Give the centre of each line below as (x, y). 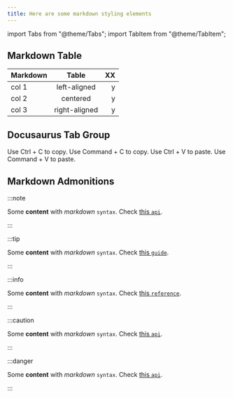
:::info (15, 280)
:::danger (20, 361)
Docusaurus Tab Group (59, 135)
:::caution (21, 320)
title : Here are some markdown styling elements (79, 14)
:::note (16, 198)
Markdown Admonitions (61, 181)
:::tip (14, 239)
